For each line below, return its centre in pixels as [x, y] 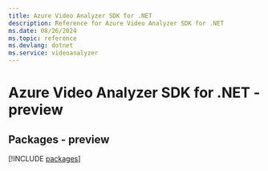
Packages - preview [59, 139]
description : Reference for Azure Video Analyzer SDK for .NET [116, 23]
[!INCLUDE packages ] [45, 159]
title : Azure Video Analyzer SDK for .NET [80, 16]
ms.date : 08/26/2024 [43, 31]
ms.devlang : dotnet [41, 46]
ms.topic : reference [43, 38]
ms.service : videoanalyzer [53, 53]
